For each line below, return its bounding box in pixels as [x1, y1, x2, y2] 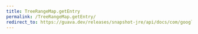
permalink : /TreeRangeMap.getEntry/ [6, 14, 96, 20]
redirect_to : [6, 19, 38, 25]
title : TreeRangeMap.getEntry [6, 8, 81, 14]
